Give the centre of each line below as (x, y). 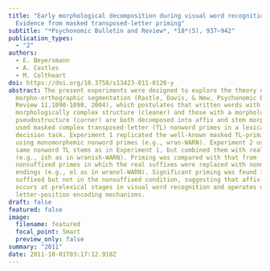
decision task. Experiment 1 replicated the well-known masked (123, 135)
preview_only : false (50, 240)
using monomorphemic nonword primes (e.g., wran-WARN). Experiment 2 (134, 142)
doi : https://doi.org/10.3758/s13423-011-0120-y (91, 83)
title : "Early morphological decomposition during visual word (117, 16)
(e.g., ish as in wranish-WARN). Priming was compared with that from (136, 157)
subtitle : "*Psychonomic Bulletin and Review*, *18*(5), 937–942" (122, 30)
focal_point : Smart (48, 232)
